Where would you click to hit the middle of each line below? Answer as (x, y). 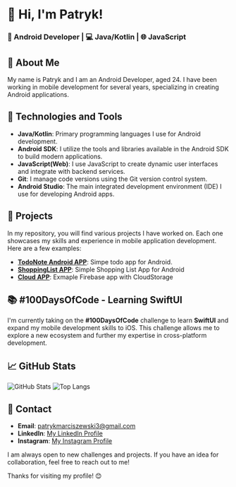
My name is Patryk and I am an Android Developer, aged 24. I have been (112, 79)
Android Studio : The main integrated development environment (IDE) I (119, 186)
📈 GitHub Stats (42, 366)
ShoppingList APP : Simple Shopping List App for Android (101, 269)
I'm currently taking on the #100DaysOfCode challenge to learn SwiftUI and (118, 320)
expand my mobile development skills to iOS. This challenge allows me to (113, 328)
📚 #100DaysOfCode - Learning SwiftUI (95, 300)
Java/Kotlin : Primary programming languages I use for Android (109, 134)
